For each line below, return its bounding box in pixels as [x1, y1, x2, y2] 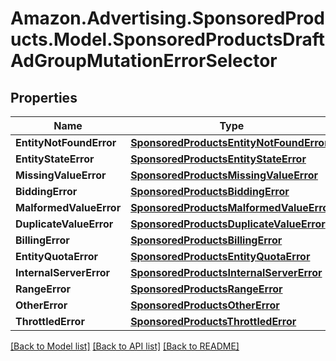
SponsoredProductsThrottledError [130, 315, 297, 328]
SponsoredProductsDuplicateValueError [130, 217, 326, 231]
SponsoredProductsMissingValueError [130, 168, 318, 182]
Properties [10, 89, 78, 106]
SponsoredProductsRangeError [130, 282, 283, 296]
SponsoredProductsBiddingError [130, 185, 290, 198]
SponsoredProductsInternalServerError [130, 266, 323, 279]
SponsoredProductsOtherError [130, 298, 280, 312]
